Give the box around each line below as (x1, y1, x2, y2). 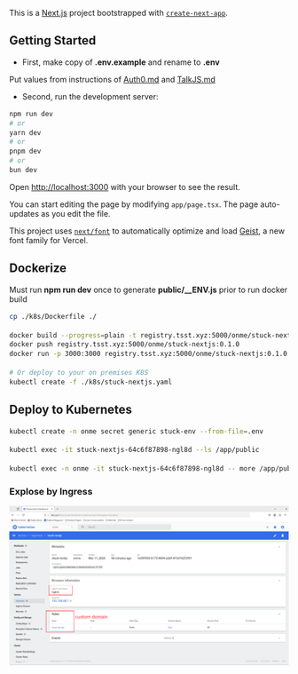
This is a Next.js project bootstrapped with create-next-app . (9, 8, 229, 18)
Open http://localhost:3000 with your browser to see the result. (9, 181, 241, 192)
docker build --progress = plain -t (9, 330, 137, 340)
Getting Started (9, 33, 97, 48)
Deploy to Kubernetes (9, 402, 133, 417)
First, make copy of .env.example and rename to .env (21, 57, 220, 67)
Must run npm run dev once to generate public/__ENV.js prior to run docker (9, 284, 288, 295)
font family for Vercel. (9, 234, 89, 245)
